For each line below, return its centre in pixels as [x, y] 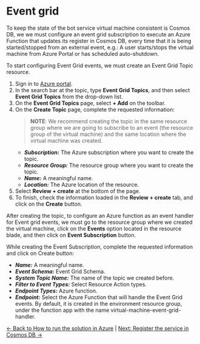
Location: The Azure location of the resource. [82, 184]
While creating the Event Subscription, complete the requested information [100, 246]
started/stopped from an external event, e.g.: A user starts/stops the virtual [100, 47]
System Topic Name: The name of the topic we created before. [95, 278]
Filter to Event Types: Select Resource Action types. [81, 284]
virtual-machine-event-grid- [146, 310]
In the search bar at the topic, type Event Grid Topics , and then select [102, 90]
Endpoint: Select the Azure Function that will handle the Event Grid [99, 297]
